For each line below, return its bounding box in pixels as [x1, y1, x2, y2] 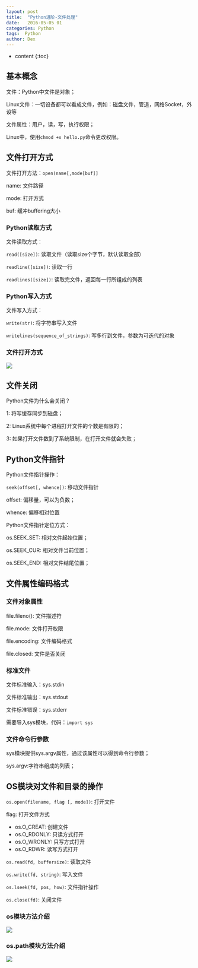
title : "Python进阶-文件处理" [6, 14, 78, 20]
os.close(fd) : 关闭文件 [6, 896, 62, 903]
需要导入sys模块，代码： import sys [6, 719, 94, 726]
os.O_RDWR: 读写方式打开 [14, 846, 78, 853]
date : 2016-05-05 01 [6, 20, 62, 26]
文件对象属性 [6, 598, 43, 606]
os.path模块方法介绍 [6, 942, 66, 950]
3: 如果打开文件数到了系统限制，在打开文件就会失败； [6, 435, 138, 442]
